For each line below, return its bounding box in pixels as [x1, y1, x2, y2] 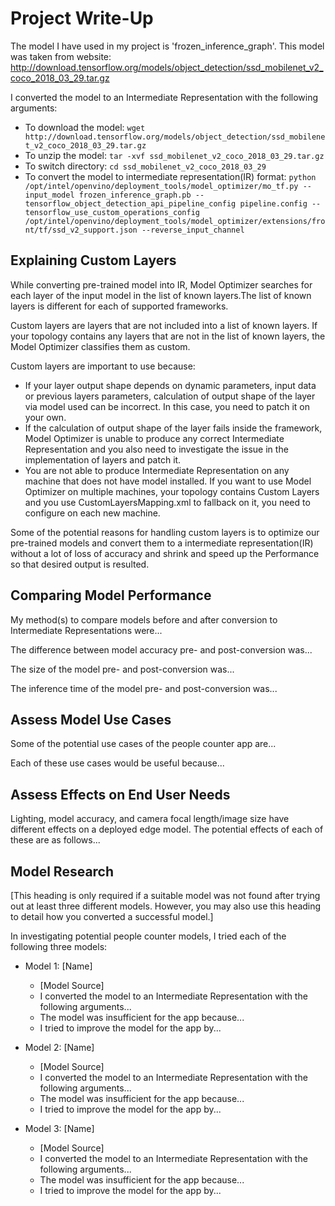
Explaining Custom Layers [10, 252, 177, 269]
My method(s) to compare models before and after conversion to [10, 613, 278, 626]
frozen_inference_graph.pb [78, 190, 192, 200]
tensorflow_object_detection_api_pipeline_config [24, 198, 237, 209]
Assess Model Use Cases [10, 711, 172, 728]
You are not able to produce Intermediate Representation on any [24, 464, 290, 476]
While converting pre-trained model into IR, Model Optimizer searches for [10, 278, 313, 291]
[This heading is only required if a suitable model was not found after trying [10, 890, 321, 901]
